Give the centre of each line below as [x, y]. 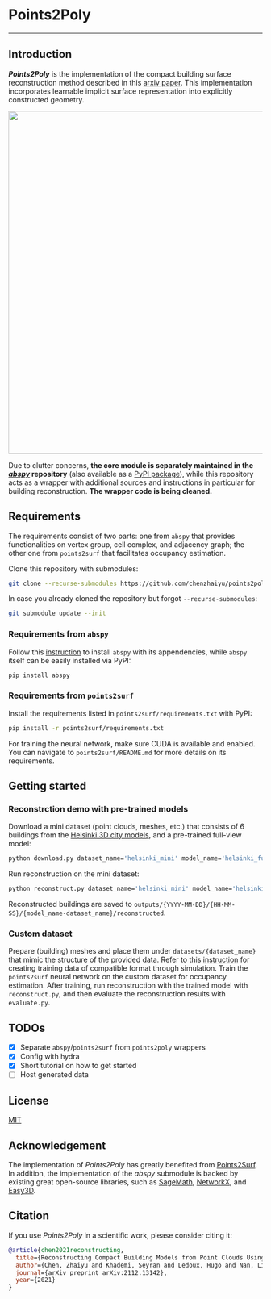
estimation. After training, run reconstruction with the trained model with [128, 985]
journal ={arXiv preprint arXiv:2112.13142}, [92, 1272]
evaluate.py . [29, 1003]
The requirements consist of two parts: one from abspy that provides [122, 536]
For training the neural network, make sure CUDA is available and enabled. [132, 743]
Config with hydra [50, 1057]
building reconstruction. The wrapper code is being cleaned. [110, 491]
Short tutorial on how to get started [78, 1066]
